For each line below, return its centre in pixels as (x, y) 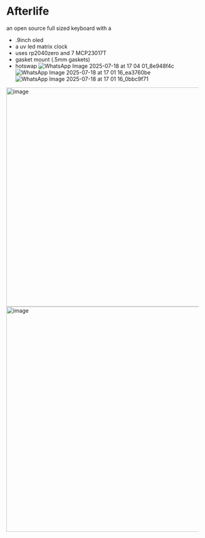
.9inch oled (29, 40)
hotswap (26, 66)
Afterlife (28, 11)
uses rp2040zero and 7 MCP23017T (61, 53)
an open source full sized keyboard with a (59, 28)
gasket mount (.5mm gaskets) (52, 59)
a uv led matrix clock (41, 46)
